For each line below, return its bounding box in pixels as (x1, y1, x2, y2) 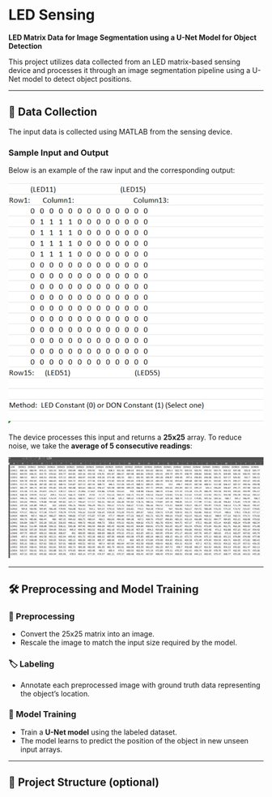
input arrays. (19, 744, 63, 754)
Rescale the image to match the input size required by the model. (19, 638, 237, 648)
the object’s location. (19, 688, 91, 698)
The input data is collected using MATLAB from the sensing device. (8, 126, 233, 136)
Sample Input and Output (8, 147, 109, 158)
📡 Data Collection (8, 105, 98, 119)
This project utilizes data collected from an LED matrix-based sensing (8, 57, 241, 66)
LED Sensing (8, 6, 96, 24)
